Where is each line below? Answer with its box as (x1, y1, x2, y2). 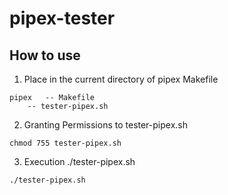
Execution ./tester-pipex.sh (23, 156, 136, 167)
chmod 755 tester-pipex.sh (9, 138, 122, 148)
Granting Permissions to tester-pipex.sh (23, 119, 189, 131)
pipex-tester (9, 7, 116, 30)
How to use (9, 47, 81, 64)
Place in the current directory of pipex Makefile (23, 73, 219, 85)
